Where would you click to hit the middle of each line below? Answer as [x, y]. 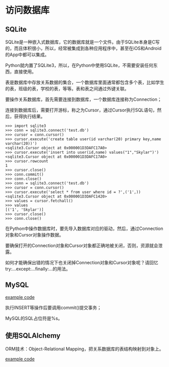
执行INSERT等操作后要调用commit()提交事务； [53, 308]
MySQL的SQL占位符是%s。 [34, 318]
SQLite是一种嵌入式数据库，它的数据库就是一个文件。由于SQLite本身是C [80, 42]
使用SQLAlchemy [33, 336]
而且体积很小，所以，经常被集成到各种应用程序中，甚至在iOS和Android [88, 48]
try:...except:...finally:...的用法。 [38, 269]
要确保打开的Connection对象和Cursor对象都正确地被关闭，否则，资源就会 [82, 246]
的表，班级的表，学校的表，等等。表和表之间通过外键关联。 [67, 88]
